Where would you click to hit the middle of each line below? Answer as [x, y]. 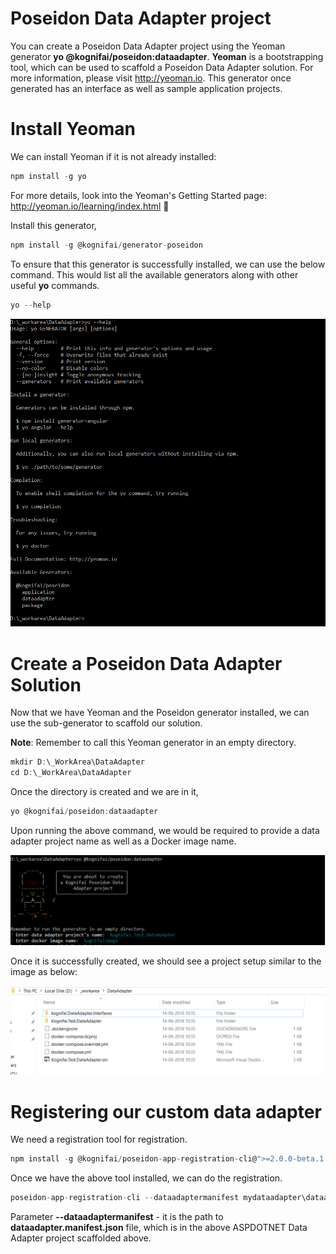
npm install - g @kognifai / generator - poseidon [106, 245]
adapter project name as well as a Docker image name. [123, 841]
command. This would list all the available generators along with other [154, 274]
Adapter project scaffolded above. [81, 1238]
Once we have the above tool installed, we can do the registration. [146, 1178]
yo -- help [31, 305]
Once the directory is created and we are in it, [104, 792]
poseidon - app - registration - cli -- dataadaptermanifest [125, 1198]
